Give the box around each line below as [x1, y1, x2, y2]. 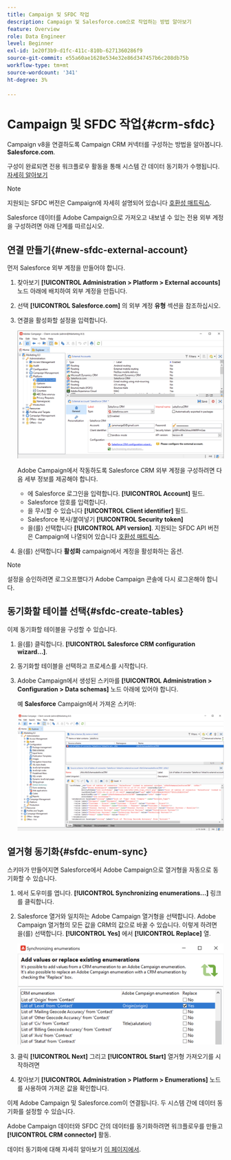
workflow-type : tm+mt [7, 62, 69, 69]
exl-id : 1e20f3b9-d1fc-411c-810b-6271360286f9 [7, 47, 143, 54]
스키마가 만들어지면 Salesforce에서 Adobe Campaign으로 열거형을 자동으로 [7, 866, 212, 874]
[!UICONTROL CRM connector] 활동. [7, 1130, 111, 1139]
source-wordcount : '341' [7, 69, 78, 76]
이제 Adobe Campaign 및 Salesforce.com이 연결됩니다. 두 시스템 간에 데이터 [7, 1098, 216, 1107]
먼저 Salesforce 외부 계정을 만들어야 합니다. [7, 264, 126, 272]
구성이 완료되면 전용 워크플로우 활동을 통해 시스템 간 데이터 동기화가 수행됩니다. [7, 162, 220, 171]
